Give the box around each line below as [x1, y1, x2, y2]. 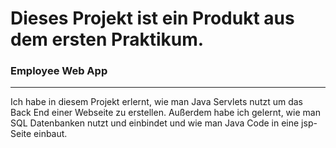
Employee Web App [10, 64, 108, 78]
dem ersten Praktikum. [10, 28, 205, 51]
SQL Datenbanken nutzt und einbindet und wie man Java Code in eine [10, 117, 300, 129]
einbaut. [33, 128, 68, 140]
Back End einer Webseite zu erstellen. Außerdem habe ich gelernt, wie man [10, 107, 321, 119]
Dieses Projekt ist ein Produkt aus [10, 7, 295, 30]
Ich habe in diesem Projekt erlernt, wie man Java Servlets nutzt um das [10, 96, 304, 108]
